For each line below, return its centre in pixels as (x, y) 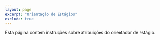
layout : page (18, 10)
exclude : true (20, 19)
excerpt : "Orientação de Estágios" (41, 14)
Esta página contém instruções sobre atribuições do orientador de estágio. (80, 33)
